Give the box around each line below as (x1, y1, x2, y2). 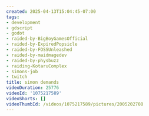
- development (6, 19, 41, 25)
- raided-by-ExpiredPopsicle (6, 42, 78, 47)
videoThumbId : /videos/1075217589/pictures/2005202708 (6, 101, 144, 107)
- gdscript (6, 25, 33, 31)
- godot (6, 30, 25, 36)
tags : (6, 14, 19, 20)
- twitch (6, 74, 28, 80)
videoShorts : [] (6, 95, 46, 101)
